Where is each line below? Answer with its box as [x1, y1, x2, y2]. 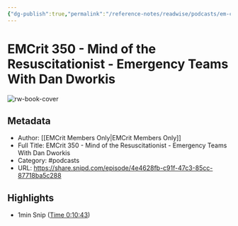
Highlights [7, 192, 55, 204]
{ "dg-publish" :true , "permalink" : [7, 10, 106, 18]
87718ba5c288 [17, 171, 62, 180]
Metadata [7, 115, 51, 127]
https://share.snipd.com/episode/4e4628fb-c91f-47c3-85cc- [33, 164, 213, 172]
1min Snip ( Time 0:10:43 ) [17, 210, 91, 220]
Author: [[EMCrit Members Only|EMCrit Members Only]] [17, 134, 182, 142]
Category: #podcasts [17, 157, 80, 165]
